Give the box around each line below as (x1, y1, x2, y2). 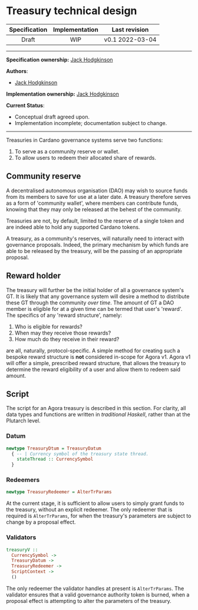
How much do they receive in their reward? (14, 335, 120, 343)
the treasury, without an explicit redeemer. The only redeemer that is (6, 506, 173, 513)
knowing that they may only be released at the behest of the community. (6, 205, 182, 213)
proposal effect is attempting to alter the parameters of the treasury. (6, 597, 172, 604)
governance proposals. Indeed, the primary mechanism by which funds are (6, 241, 189, 248)
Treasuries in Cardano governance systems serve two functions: (6, 136, 163, 143)
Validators (6, 533, 37, 542)
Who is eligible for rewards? (14, 323, 82, 330)
